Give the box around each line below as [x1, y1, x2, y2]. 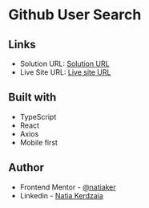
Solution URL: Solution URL [19, 59, 110, 68]
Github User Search [8, 6, 142, 24]
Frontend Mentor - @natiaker [19, 182, 116, 192]
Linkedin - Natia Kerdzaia [19, 190, 104, 200]
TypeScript [19, 112, 57, 121]
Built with [8, 91, 57, 104]
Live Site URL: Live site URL [19, 67, 111, 77]
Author [8, 161, 44, 174]
